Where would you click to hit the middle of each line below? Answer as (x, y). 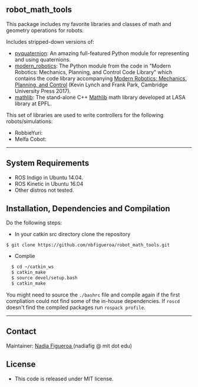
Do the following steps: (34, 223)
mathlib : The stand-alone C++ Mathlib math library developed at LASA (100, 97)
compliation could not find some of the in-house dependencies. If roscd (93, 301)
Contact (21, 332)
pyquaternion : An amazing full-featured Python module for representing (102, 53)
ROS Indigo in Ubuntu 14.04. (49, 178)
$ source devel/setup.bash (44, 278)
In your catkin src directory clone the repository (72, 234)
